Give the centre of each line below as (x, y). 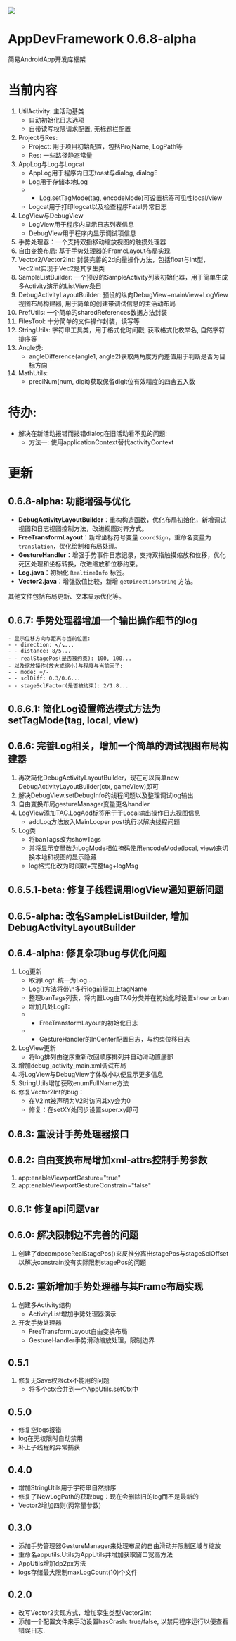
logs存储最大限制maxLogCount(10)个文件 (78, 1572)
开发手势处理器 (40, 1322)
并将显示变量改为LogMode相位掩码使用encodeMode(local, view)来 (125, 848)
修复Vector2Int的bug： (51, 1092)
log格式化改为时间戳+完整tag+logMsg (84, 866)
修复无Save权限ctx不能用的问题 (64, 1380)
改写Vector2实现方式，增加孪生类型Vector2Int (85, 1612)
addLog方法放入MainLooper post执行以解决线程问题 (104, 821)
